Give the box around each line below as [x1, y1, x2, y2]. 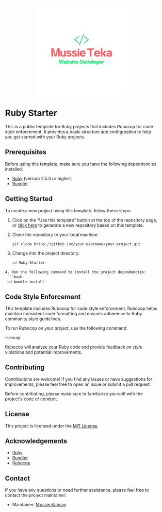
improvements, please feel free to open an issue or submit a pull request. [5, 381, 151, 387]
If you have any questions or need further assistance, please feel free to [5, 487, 149, 493]
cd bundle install [7, 279, 45, 285]
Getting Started [5, 195, 53, 203]
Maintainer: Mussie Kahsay [12, 502, 66, 508]
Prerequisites [5, 148, 47, 156]
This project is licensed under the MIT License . [5, 423, 99, 428]
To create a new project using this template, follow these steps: [5, 207, 132, 213]
